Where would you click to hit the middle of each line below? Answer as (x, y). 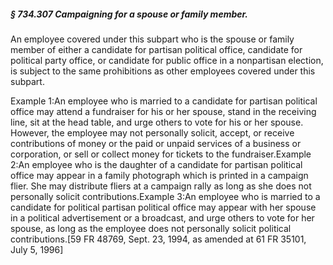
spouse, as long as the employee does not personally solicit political (151, 228)
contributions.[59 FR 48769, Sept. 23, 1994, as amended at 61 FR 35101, (158, 239)
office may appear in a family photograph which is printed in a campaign (159, 175)
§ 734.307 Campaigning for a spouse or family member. (129, 14)
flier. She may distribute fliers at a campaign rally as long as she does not (161, 186)
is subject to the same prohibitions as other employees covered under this (163, 71)
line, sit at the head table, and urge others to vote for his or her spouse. (157, 122)
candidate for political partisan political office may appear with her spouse (163, 207)
